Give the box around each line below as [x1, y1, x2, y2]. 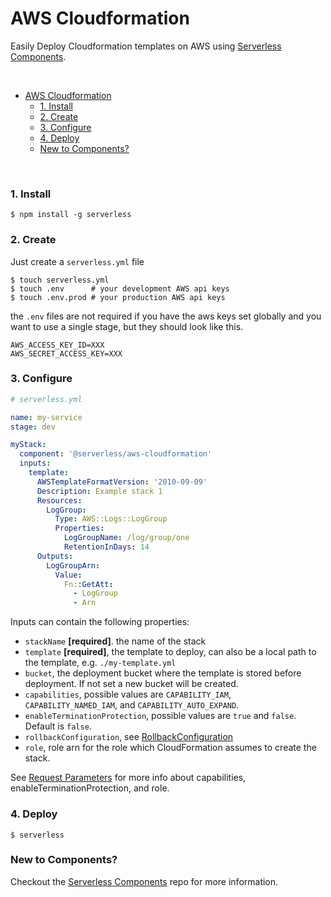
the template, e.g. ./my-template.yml [24, 657, 177, 669]
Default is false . [24, 720, 92, 732]
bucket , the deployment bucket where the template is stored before [24, 667, 302, 679]
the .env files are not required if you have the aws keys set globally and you [10, 310, 322, 322]
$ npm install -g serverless [10, 210, 132, 220]
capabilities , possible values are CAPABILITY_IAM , [24, 688, 232, 701]
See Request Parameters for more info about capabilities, [10, 772, 247, 784]
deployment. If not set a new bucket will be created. [24, 678, 239, 690]
